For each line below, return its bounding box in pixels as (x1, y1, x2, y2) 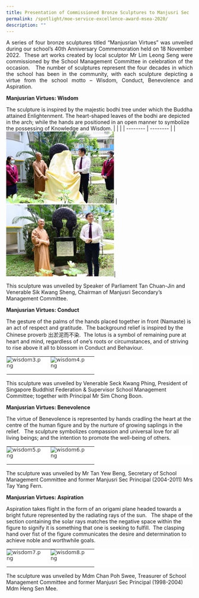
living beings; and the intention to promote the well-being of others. (6, 434, 171, 442)
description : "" (6, 22, 46, 28)
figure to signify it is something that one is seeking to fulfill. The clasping (6, 525, 185, 532)
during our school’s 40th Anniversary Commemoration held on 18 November (6, 45, 193, 53)
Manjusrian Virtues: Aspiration (6, 494, 84, 501)
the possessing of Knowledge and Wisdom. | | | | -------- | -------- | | (6, 125, 176, 132)
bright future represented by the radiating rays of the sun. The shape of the (6, 511, 193, 519)
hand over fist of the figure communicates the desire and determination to (6, 530, 187, 538)
